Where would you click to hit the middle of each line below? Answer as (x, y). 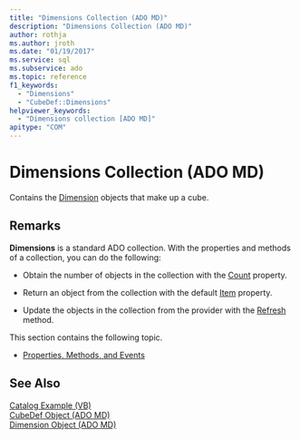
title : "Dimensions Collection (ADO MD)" (89, 18)
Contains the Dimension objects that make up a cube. (109, 197)
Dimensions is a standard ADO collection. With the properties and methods (150, 248)
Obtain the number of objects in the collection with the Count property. (155, 275)
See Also (35, 383)
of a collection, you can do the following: (85, 257)
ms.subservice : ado (46, 69)
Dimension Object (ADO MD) (63, 424)
